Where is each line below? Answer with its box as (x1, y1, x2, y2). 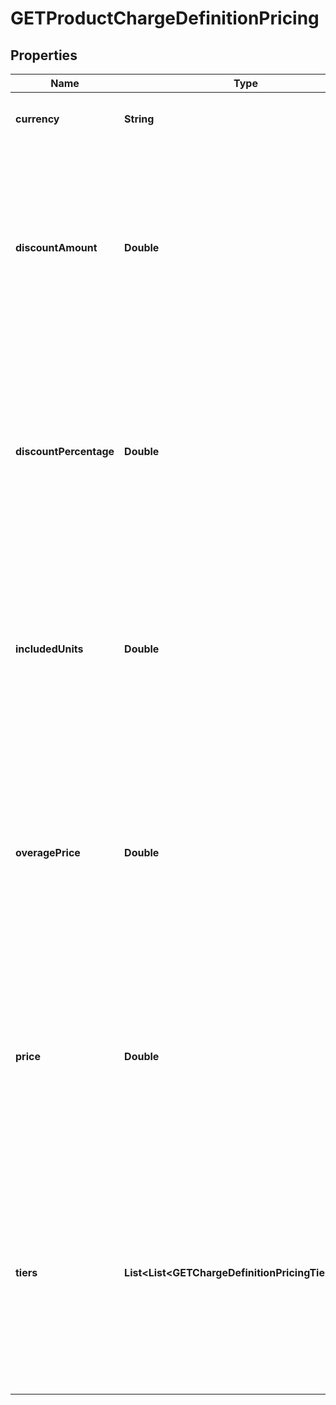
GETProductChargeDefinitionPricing (10, 7, 320, 30)
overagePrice (15, 846, 81, 859)
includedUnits (15, 642, 84, 656)
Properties (10, 47, 78, 64)
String (124, 112, 155, 126)
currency (15, 112, 60, 126)
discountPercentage (15, 445, 115, 458)
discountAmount (15, 241, 98, 254)
